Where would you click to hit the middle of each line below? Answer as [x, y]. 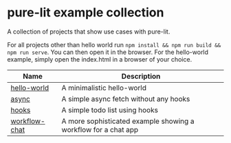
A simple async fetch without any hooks [126, 99]
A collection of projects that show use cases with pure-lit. [89, 31]
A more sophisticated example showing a [128, 121]
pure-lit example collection [86, 13]
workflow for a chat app [100, 129]
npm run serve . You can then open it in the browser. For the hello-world [108, 52]
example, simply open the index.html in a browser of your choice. [100, 59]
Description [141, 76]
